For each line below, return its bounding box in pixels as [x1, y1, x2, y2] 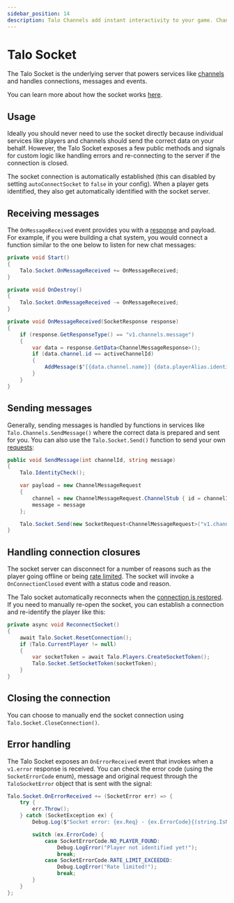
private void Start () [7, 254, 70, 261]
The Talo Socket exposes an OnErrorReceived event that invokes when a [7, 757, 214, 765]
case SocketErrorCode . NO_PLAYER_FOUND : [44, 838, 160, 844]
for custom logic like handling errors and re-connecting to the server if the [7, 151, 221, 160]
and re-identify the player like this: [7, 608, 106, 617]
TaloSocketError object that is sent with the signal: [7, 779, 153, 787]
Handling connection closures [7, 546, 141, 558]
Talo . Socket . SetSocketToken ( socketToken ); [32, 660, 157, 667]
